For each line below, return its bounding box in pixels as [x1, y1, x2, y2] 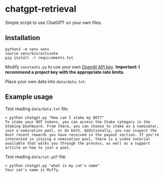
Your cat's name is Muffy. [5, 167, 60, 172]
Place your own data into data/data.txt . [5, 78, 87, 84]
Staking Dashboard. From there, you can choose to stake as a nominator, [5, 124, 160, 129]
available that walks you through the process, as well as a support [5, 141, 151, 146]
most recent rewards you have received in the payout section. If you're [5, 132, 160, 137]
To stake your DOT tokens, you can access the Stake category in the [5, 119, 151, 124]
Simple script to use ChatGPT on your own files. [5, 20, 102, 25]
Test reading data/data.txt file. [5, 106, 69, 111]
